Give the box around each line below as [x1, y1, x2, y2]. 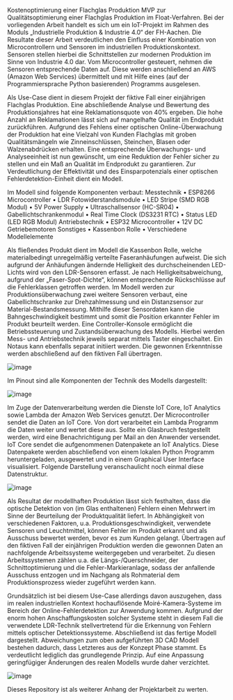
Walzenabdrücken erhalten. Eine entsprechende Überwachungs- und [7, 145, 207, 153]
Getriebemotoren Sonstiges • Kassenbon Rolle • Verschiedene [7, 225, 187, 233]
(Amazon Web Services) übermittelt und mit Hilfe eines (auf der [7, 72, 189, 81]
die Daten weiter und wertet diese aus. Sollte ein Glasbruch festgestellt [7, 426, 211, 433]
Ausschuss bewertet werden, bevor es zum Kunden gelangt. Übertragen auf [7, 534, 226, 542]
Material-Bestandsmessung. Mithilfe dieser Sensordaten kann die [7, 305, 195, 313]
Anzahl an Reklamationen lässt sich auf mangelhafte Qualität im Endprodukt [7, 116, 224, 124]
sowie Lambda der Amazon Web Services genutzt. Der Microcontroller [7, 411, 210, 419]
